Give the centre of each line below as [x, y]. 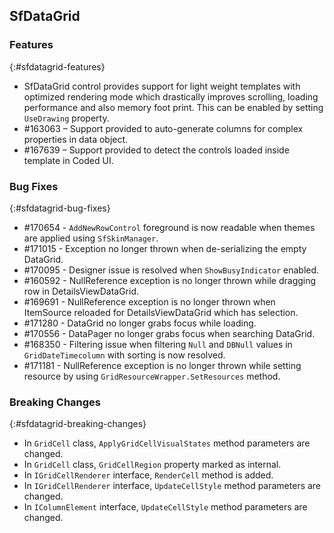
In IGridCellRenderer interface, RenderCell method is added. [148, 475]
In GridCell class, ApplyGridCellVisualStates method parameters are [167, 443]
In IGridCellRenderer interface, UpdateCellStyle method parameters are [172, 486]
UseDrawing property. [66, 118]
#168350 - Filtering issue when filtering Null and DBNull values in [158, 344]
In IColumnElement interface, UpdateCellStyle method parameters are [165, 507]
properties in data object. [76, 139]
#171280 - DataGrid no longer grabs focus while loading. [140, 323]
